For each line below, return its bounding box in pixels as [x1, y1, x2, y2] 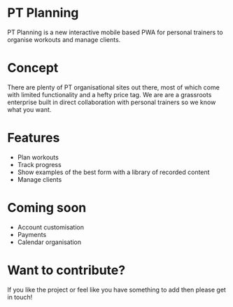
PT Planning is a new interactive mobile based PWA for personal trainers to [7, 28, 223, 36]
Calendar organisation [17, 238, 82, 246]
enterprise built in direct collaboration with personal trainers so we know [7, 98, 216, 106]
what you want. [7, 105, 52, 113]
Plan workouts [17, 152, 59, 162]
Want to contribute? [7, 262, 126, 278]
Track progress [17, 160, 62, 169]
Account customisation [17, 222, 84, 231]
